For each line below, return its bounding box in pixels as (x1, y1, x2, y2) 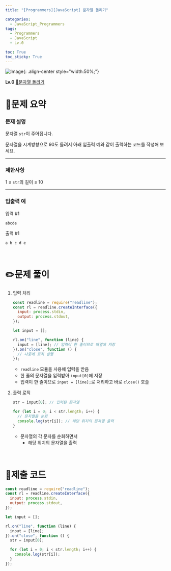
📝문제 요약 (5, 98, 47, 110)
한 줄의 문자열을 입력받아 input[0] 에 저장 (20, 373, 103, 379)
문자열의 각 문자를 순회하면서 (20, 433, 78, 439)
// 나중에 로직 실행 (17, 351, 53, 357)
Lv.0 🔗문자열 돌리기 (5, 79, 45, 85)
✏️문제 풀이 (5, 269, 50, 280)
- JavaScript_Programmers (10, 21, 65, 27)
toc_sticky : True (5, 54, 42, 59)
